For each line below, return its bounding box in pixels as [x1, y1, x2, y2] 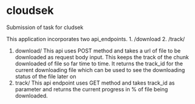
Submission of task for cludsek [6, 24, 84, 31]
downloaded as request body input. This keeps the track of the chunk [15, 53, 189, 60]
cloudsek [6, 4, 54, 18]
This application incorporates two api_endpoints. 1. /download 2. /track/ [6, 35, 185, 42]
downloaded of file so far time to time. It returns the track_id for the [15, 60, 183, 67]
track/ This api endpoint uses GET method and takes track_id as [15, 79, 175, 86]
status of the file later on [15, 73, 77, 80]
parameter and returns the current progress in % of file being [15, 85, 168, 93]
